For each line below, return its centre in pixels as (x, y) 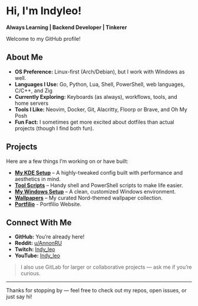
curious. (30, 273)
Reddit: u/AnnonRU (38, 243)
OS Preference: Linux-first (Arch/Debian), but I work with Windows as (100, 72)
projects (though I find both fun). (54, 128)
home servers (32, 103)
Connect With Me (39, 222)
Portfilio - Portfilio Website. (48, 204)
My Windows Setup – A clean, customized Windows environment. (95, 191)
